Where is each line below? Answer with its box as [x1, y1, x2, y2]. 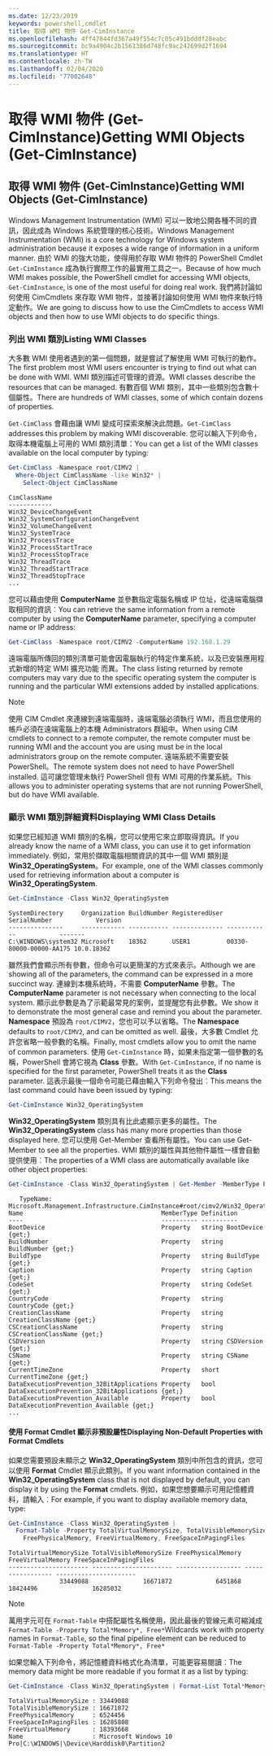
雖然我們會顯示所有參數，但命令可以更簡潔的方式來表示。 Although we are [8, 959, 256, 969]
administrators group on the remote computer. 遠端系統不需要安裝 [8, 752, 229, 762]
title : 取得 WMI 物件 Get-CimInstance [8, 27, 136, 35]
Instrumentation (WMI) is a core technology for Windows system [8, 234, 225, 244]
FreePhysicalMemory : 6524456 [8, 1711, 126, 1719]
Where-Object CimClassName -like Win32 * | [15, 471, 162, 479]
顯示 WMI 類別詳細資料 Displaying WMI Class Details [8, 811, 216, 823]
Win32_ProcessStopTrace [8, 550, 89, 558]
